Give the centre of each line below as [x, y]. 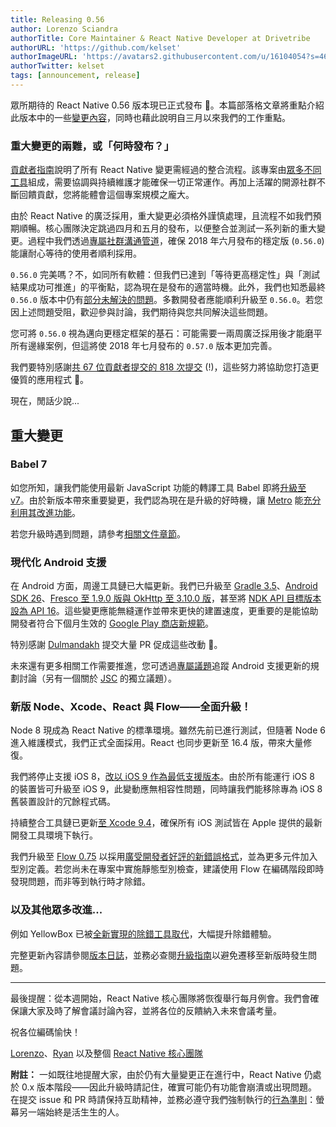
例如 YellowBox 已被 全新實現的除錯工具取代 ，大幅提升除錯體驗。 [143, 933]
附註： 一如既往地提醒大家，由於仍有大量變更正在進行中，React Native [156, 1074]
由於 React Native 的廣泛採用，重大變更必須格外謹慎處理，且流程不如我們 [161, 216]
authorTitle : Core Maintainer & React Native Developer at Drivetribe [160, 38]
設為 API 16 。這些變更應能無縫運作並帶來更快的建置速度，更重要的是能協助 [164, 611]
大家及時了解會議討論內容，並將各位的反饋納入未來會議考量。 [154, 1010]
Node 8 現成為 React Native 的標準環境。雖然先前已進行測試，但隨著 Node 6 [168, 730]
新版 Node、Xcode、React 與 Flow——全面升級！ [131, 707]
